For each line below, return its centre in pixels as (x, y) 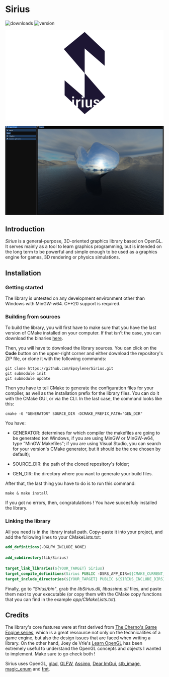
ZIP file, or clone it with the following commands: (56, 359)
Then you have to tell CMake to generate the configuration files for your (79, 388)
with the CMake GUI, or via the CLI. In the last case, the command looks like (84, 399)
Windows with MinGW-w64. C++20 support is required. (63, 303)
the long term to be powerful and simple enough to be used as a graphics (81, 252)
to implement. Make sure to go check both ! (50, 654)
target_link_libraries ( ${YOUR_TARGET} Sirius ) (55, 568)
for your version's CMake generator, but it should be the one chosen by (87, 449)
